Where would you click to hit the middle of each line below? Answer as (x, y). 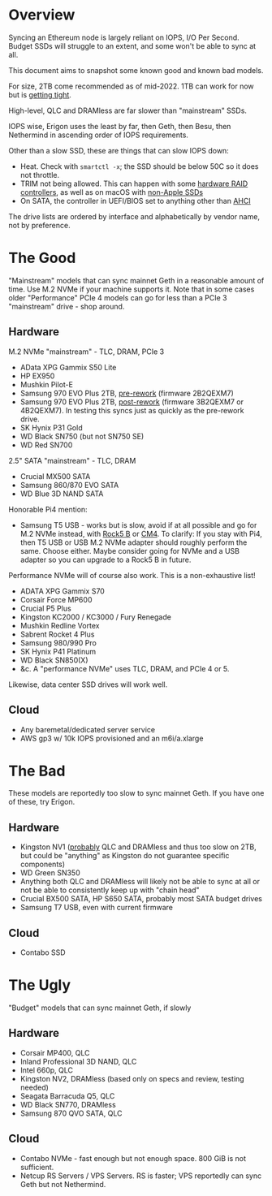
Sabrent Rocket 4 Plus (57, 634)
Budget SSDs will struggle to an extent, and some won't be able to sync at (132, 45)
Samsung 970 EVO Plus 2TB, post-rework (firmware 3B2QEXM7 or (132, 402)
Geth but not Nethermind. (63, 1184)
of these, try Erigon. (42, 802)
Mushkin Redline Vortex (60, 625)
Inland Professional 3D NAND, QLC (78, 1061)
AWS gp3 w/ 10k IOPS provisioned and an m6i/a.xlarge (112, 738)
